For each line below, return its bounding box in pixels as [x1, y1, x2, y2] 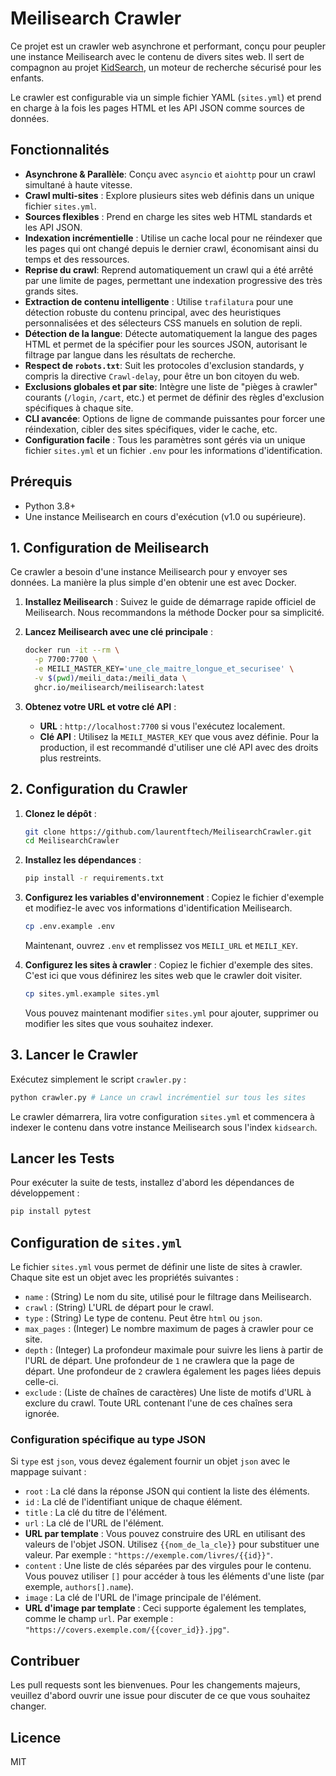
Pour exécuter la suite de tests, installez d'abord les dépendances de [10, 1177, 295, 1189]
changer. [10, 1700, 47, 1712]
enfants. [10, 72, 45, 84]
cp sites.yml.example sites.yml [24, 989, 160, 999]
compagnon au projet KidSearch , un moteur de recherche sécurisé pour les [10, 61, 322, 73]
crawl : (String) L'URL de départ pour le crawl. [24, 1302, 214, 1314]
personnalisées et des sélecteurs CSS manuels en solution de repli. [24, 317, 303, 329]
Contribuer [10, 1652, 80, 1669]
